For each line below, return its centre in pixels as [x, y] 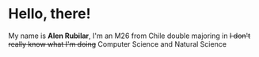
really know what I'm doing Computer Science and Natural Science [118, 44]
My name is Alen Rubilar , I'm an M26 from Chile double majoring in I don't [129, 36]
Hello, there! [50, 14]
